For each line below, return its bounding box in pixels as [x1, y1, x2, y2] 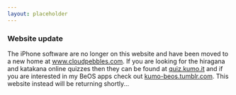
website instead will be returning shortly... [7, 79, 130, 88]
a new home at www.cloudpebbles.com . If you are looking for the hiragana [7, 57, 225, 65]
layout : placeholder [7, 10, 69, 18]
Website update [7, 33, 64, 43]
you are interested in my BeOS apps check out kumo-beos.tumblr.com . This [7, 72, 229, 80]
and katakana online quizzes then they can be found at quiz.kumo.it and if [7, 64, 223, 72]
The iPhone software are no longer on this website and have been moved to [7, 49, 229, 58]
